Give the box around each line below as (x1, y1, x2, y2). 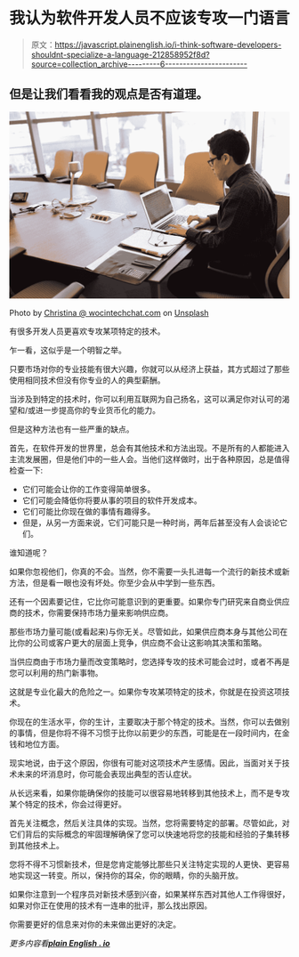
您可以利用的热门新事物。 (9, 667, 103, 677)
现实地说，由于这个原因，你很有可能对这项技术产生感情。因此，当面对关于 (9, 758, 282, 768)
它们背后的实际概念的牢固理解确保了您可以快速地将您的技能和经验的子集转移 (9, 829, 290, 839)
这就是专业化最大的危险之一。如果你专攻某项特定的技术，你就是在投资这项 (9, 686, 282, 697)
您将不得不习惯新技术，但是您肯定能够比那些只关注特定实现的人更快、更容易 (9, 858, 290, 869)
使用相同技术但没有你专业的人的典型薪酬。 (9, 375, 166, 385)
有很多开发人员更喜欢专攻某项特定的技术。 (9, 326, 166, 337)
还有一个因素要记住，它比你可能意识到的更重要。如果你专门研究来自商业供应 (9, 596, 290, 606)
